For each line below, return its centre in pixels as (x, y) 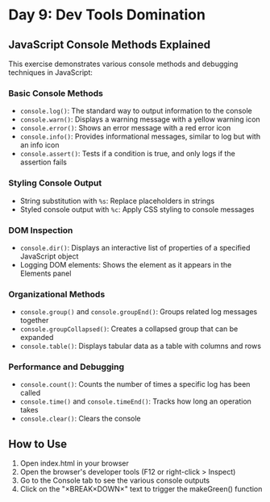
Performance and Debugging (66, 367)
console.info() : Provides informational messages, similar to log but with (140, 137)
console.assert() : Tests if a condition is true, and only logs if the (127, 154)
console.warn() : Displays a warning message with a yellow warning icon (140, 119)
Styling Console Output (55, 183)
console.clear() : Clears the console (80, 419)
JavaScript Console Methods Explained (110, 45)
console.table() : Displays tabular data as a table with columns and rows (141, 346)
